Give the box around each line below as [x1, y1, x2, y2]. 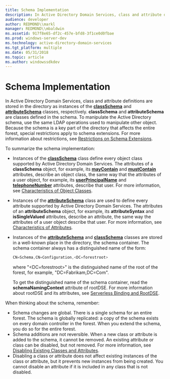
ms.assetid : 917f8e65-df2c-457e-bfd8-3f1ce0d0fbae [5, 31, 114, 36]
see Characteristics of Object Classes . [12, 188, 93, 194]
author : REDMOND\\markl [5, 21, 56, 27]
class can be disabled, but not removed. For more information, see [12, 342, 151, 348]
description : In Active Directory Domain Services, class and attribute [5, 12, 162, 17]
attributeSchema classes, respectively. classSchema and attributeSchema [5, 109, 164, 115]
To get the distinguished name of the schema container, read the [12, 280, 148, 286]
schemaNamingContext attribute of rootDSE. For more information [12, 285, 153, 291]
